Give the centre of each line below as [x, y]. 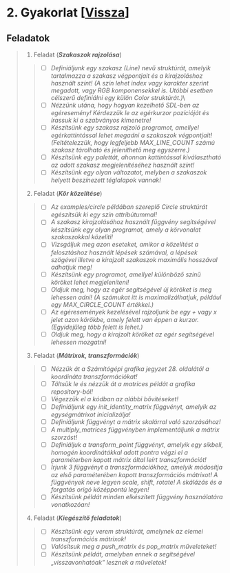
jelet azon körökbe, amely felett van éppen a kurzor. [125, 319]
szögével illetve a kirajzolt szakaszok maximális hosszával [134, 259]
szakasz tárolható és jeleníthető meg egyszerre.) [120, 150]
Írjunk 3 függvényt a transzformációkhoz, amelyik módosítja [137, 468]
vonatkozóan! [70, 505]
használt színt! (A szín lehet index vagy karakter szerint [130, 83]
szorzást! [64, 438]
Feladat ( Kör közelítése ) [68, 194]
